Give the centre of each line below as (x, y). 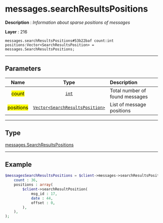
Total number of (128, 90)
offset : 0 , (43, 203)
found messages (129, 97)
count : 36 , (26, 180)
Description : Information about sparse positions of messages (67, 22)
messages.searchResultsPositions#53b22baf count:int (59, 41)
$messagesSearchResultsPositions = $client (50, 176)
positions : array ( (33, 185)
